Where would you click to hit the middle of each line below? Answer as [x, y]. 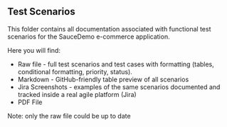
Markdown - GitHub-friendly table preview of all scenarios [103, 79]
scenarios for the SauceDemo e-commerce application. [89, 36]
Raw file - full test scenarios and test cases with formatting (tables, [116, 64]
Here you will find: [34, 50]
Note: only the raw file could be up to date [69, 116]
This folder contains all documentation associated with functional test [109, 29]
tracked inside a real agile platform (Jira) [77, 94]
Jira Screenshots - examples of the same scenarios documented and [119, 87]
